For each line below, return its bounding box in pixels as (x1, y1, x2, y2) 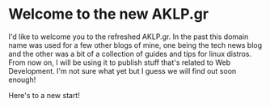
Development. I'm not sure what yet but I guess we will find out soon (8, 66, 237, 75)
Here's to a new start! (8, 90, 81, 100)
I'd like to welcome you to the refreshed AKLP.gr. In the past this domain (8, 32, 249, 41)
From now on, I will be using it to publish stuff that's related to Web (8, 58, 231, 67)
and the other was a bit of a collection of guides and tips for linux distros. (8, 49, 252, 58)
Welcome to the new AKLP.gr (8, 5, 209, 24)
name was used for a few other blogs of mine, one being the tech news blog (8, 40, 263, 49)
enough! (8, 75, 36, 84)
